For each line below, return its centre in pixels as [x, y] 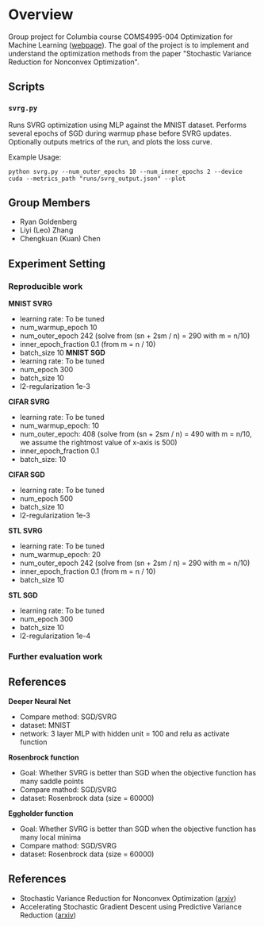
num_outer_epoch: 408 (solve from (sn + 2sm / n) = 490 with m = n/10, [136, 434]
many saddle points [52, 781]
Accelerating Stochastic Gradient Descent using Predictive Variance [130, 906]
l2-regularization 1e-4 [55, 636]
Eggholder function [41, 813]
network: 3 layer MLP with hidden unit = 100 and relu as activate [124, 733]
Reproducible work [46, 286]
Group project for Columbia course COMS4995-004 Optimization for [121, 37]
